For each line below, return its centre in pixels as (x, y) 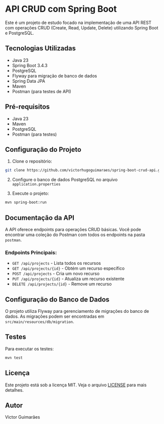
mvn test (14, 358)
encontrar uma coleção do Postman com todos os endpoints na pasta (75, 235)
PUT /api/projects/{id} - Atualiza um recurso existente (68, 279)
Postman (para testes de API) (42, 91)
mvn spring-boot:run (26, 202)
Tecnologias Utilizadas (41, 48)
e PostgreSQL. (20, 33)
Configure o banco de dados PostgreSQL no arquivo (65, 180)
